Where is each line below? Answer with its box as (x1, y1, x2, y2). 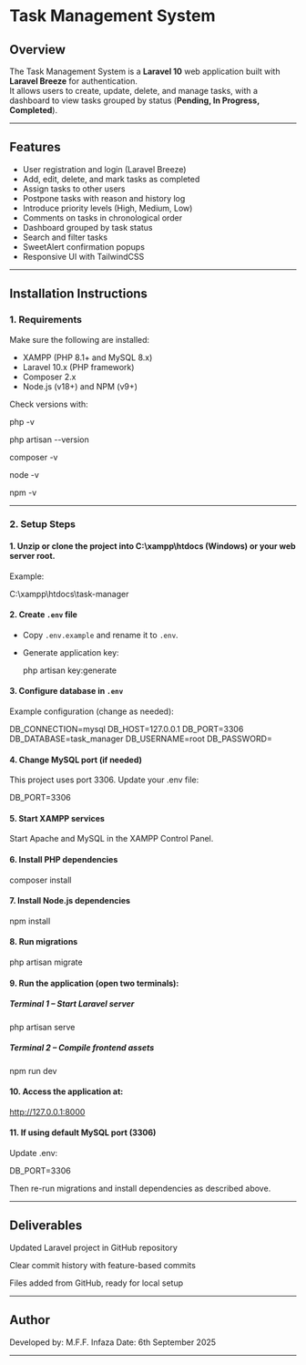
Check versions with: (9, 398, 88, 409)
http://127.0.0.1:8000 (9, 1106, 86, 1117)
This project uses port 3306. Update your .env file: (9, 774, 199, 785)
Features (9, 140, 61, 155)
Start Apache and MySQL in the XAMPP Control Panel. (9, 833, 214, 844)
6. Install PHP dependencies (9, 854, 118, 865)
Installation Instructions (9, 286, 148, 302)
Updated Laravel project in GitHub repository (9, 1242, 178, 1253)
